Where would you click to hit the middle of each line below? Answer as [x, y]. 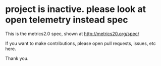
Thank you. [17, 58]
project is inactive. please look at [76, 9]
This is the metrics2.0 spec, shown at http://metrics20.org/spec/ [72, 33]
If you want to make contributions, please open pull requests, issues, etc [80, 43]
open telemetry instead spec [67, 20]
